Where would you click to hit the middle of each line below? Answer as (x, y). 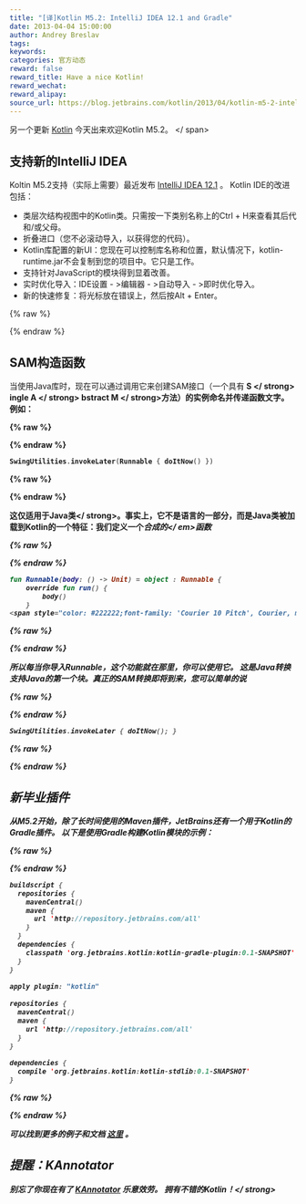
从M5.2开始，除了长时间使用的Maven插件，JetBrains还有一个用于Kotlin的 (150, 821)
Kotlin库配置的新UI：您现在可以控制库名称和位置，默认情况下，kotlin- (153, 250)
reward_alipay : (38, 94)
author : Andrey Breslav (55, 35)
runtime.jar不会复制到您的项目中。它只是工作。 (111, 262)
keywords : (28, 52)
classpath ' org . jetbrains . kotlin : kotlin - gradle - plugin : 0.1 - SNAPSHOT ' (161, 953)
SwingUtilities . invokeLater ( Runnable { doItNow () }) (112, 462)
